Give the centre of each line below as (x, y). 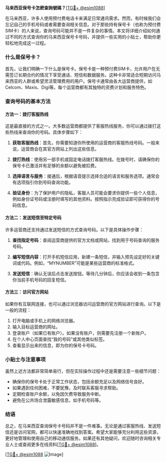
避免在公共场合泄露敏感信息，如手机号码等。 (58, 400)
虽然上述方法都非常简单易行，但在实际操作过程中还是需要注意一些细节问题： (83, 371)
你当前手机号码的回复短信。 (41, 280)
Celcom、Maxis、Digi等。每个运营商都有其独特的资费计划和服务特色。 (77, 87)
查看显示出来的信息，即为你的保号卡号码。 (56, 345)
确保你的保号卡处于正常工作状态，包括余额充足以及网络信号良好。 (79, 382)
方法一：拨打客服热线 (27, 114)
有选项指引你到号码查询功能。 (42, 182)
